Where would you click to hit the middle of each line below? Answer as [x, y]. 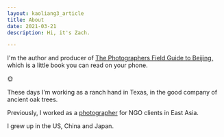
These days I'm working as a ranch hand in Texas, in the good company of [112, 92]
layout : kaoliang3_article [46, 13]
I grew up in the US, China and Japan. [61, 126]
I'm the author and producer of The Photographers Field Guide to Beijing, [110, 58]
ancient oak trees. [33, 99]
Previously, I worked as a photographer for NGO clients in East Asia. [103, 113]
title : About [26, 20]
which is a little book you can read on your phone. [78, 65]
